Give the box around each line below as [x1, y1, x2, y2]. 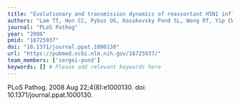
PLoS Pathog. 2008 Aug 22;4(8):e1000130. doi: [7, 83, 146, 91]
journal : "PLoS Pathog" [7, 23, 79, 31]
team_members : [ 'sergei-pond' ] [7, 57, 101, 64]
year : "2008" [7, 30, 46, 38]
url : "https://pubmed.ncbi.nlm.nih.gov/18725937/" [7, 51, 161, 58]
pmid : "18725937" [7, 37, 59, 44]
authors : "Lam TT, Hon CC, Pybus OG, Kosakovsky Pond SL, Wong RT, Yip [7, 17, 225, 24]
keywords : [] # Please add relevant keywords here [7, 63, 161, 70]
